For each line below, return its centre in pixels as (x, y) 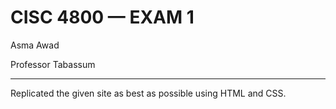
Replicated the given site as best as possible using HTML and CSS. (148, 93)
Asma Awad (35, 45)
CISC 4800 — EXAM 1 (102, 17)
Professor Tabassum (53, 64)
